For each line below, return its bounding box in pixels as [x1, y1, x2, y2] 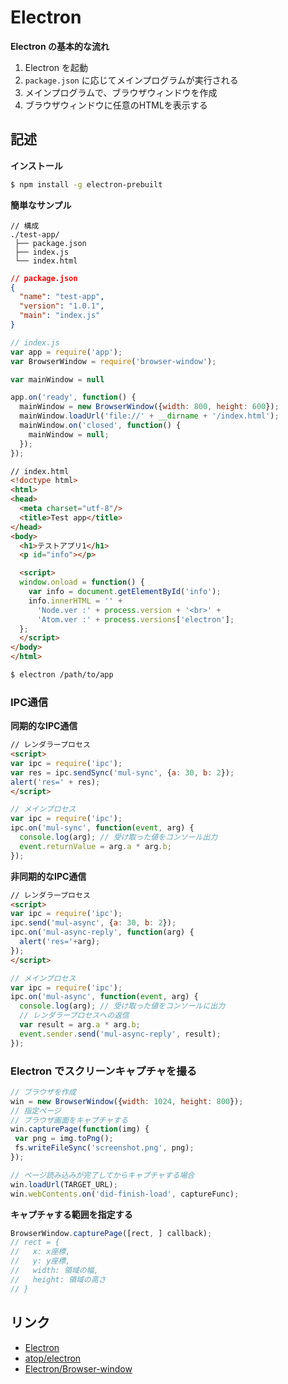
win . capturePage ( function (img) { [10, 1124, 150, 1135]
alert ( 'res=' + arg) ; [19, 937, 101, 947]
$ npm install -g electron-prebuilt [10, 179, 163, 190]
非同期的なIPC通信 [10, 870, 87, 882]
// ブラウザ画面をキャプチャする [10, 1115, 128, 1125]
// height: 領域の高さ [10, 1274, 107, 1285]
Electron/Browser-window [24, 1362, 133, 1375]
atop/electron [24, 1352, 82, 1364]
